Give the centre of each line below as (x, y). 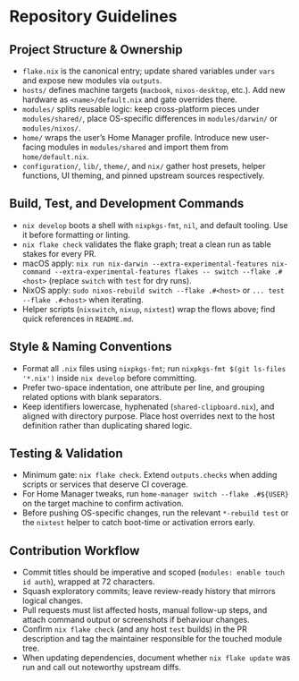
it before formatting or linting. (76, 234)
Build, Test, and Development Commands (127, 204)
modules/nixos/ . (52, 128)
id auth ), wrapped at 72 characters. (88, 582)
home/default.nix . (55, 157)
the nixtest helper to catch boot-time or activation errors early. (139, 523)
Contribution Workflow (75, 551)
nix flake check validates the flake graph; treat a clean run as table (146, 244)
